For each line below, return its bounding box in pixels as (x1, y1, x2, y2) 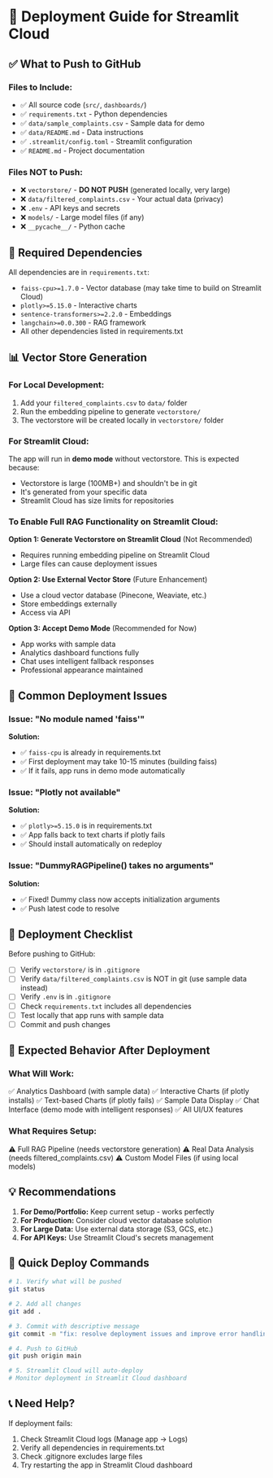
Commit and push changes (19, 1019, 111, 1029)
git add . (8, 1307, 42, 1315)
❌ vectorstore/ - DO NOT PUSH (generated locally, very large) (19, 185, 231, 195)
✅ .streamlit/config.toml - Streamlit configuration (19, 136, 193, 146)
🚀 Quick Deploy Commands (8, 1256, 150, 1270)
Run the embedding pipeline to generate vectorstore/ (19, 406, 201, 416)
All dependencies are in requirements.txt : (8, 267, 150, 277)
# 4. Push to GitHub (8, 1345, 79, 1353)
